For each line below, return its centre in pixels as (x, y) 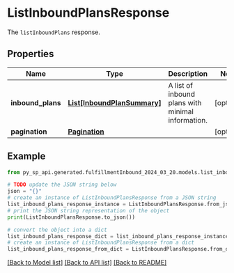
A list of (181, 85)
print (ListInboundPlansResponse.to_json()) (71, 217)
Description (188, 73)
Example (26, 156)
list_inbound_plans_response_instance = (67, 204)
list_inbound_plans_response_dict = (60, 236)
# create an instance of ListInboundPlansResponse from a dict (101, 243)
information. (188, 120)
